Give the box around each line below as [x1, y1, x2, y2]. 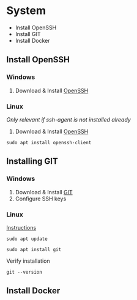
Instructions [6, 224, 37, 231]
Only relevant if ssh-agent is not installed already [6, 115, 131, 123]
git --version [6, 269, 43, 275]
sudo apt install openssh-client [6, 139, 92, 145]
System [6, 4, 46, 18]
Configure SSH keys [15, 195, 67, 202]
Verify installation [6, 257, 50, 265]
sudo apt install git [6, 246, 62, 252]
